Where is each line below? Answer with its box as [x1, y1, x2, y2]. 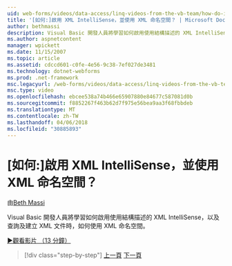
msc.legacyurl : [7, 81, 51, 88]
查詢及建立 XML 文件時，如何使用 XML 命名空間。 [7, 222, 149, 230]
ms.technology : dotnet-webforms [7, 68, 100, 74]
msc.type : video [7, 87, 54, 94]
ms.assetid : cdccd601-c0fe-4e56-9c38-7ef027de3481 [7, 61, 156, 68]
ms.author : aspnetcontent [7, 36, 81, 43]
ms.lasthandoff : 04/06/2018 [7, 119, 88, 126]
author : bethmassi [7, 23, 60, 30]
